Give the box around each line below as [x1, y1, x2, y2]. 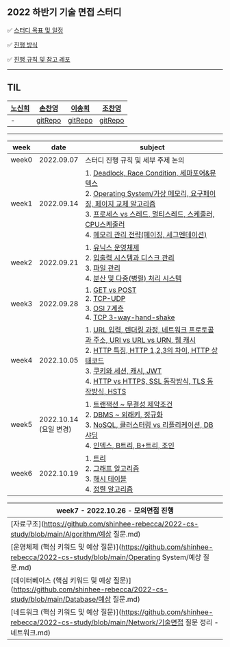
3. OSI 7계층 [85, 304, 125, 313]
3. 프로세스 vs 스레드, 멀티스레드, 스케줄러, [85, 209, 215, 219]
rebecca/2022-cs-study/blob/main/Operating [10, 552, 161, 562]
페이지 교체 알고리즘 [94, 199, 156, 208]
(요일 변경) [38, 424, 72, 434]
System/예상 [162, 552, 202, 562]
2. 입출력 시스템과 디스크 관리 [85, 253, 175, 263]
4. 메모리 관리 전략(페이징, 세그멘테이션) [85, 230, 207, 239]
